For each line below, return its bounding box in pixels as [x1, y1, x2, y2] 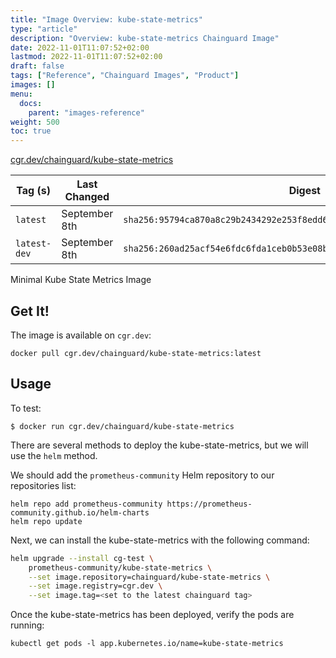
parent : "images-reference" [28, 107, 145, 118]
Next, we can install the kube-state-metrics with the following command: [10, 534, 310, 546]
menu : [10, 89, 33, 99]
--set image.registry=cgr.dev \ [28, 581, 163, 591]
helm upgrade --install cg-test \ [10, 553, 155, 563]
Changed [64, 190, 110, 204]
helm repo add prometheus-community [10, 499, 163, 509]
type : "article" [10, 24, 78, 34]
